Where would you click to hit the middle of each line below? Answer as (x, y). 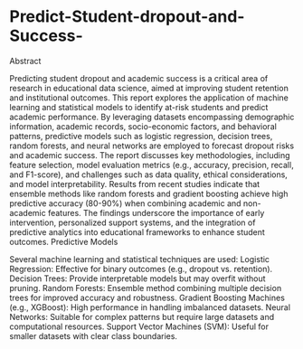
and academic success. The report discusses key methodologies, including (150, 155)
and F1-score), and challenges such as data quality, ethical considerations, (148, 174)
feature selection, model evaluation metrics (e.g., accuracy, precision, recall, (151, 165)
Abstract (25, 61)
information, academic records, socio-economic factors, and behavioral (143, 126)
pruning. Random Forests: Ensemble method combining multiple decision (146, 288)
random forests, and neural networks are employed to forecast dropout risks (152, 146)
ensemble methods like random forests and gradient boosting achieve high (149, 193)
